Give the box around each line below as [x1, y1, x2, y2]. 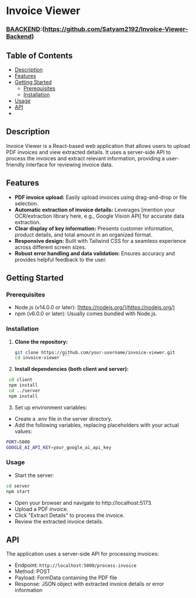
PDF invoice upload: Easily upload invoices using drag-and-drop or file [14, 194, 187, 201]
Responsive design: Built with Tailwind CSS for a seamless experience [14, 237, 187, 244]
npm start [6, 488, 31, 494]
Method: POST [14, 568, 50, 575]
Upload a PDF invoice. [14, 505, 69, 512]
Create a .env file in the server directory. [14, 415, 113, 422]
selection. [14, 200, 39, 207]
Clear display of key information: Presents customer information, [14, 225, 174, 232]
